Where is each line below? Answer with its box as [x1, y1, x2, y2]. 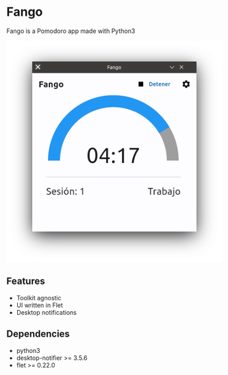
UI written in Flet [16, 301, 63, 309]
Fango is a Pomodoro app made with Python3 [6, 27, 136, 35]
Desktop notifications [16, 308, 77, 316]
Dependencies [6, 328, 70, 340]
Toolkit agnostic [16, 293, 62, 302]
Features [6, 276, 45, 287]
